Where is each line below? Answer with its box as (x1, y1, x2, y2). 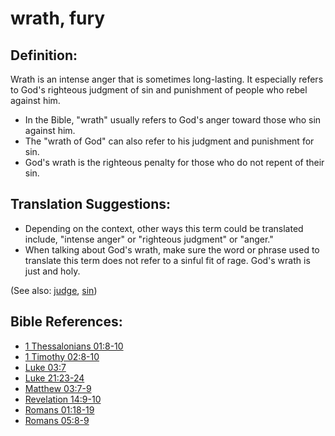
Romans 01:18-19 (24, 403, 95, 416)
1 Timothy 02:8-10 (24, 350, 100, 362)
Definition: (10, 47, 78, 64)
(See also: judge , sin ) (10, 284, 98, 296)
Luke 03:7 (24, 361, 67, 373)
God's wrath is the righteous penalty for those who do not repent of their (24, 157, 325, 168)
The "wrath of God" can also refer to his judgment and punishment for (24, 135, 315, 147)
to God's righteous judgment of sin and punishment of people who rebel (10, 84, 308, 96)
